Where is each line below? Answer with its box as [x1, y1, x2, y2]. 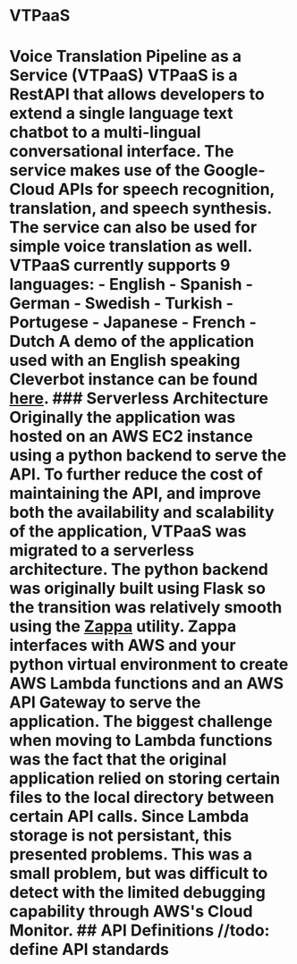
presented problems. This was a [9, 844, 253, 865]
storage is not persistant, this [9, 825, 233, 846]
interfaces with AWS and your [9, 636, 236, 655]
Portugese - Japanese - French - [9, 312, 257, 333]
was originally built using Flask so [9, 579, 267, 599]
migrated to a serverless [9, 540, 195, 561]
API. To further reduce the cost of [9, 464, 264, 485]
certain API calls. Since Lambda [9, 807, 250, 827]
